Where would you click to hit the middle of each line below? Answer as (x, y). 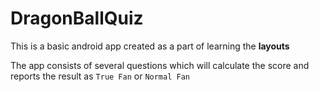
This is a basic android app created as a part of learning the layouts (150, 46)
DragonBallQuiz (77, 18)
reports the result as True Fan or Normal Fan (100, 76)
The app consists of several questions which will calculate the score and (160, 65)
